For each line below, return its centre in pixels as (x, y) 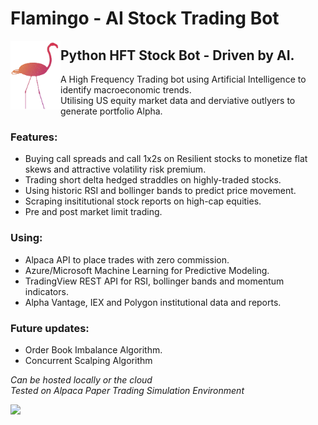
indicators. (46, 291)
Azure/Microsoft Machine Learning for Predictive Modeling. (147, 270)
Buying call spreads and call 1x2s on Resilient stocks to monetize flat (166, 159)
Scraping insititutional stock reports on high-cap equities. (143, 201)
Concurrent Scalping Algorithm (88, 360)
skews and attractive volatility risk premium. (115, 169)
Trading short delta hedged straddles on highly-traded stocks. (153, 180)
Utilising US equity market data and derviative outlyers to (178, 100)
